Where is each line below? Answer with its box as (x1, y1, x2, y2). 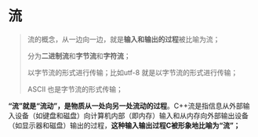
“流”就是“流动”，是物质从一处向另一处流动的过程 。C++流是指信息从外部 (8, 101, 243, 110)
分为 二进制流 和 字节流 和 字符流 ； (27, 51, 131, 60)
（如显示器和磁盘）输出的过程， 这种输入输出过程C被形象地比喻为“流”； (8, 121, 241, 130)
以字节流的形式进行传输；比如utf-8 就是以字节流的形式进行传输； (27, 67, 238, 77)
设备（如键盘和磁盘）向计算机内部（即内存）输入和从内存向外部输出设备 (14, 110, 249, 120)
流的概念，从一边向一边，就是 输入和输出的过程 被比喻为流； (27, 34, 220, 44)
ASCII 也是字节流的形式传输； (27, 84, 124, 94)
